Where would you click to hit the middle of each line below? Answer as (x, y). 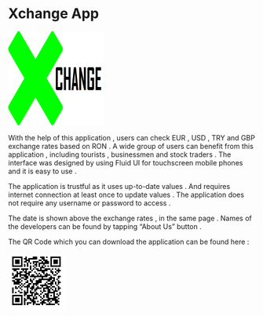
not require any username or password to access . (89, 203)
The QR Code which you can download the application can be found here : (129, 242)
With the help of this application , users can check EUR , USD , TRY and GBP (131, 137)
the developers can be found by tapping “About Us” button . (105, 226)
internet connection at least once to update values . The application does (126, 194)
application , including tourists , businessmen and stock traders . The (120, 154)
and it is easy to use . (42, 171)
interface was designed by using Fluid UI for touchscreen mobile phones (126, 162)
